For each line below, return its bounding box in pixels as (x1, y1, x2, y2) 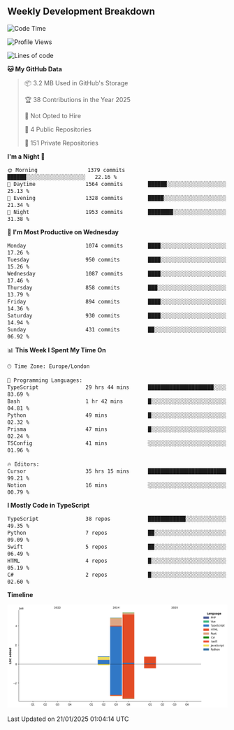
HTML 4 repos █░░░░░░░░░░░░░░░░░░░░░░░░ (7, 557, 227, 564)
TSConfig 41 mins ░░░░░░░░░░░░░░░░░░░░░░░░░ (7, 440, 227, 447)
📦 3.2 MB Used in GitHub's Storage (24, 78, 129, 87)
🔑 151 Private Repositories (24, 138, 99, 147)
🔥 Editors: (7, 461, 40, 468)
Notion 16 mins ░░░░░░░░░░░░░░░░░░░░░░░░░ (7, 482, 227, 489)
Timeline (7, 590, 34, 599)
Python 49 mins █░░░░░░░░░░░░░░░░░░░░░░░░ (7, 412, 227, 419)
